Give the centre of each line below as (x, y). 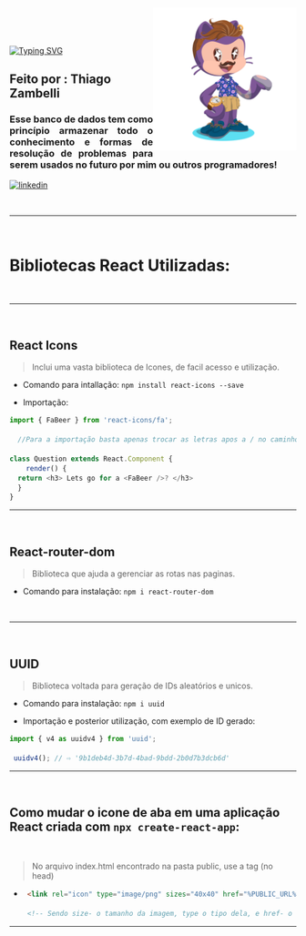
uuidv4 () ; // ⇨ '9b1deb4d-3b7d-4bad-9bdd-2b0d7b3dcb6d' (122, 758)
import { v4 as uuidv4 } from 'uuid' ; (83, 738)
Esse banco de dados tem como (81, 119)
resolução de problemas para (81, 154)
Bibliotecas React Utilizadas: (120, 265)
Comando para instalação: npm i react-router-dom (118, 592)
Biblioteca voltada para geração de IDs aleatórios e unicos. (142, 686)
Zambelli (35, 93)
